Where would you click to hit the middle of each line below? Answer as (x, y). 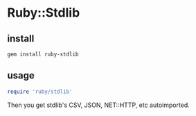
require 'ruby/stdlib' (40, 92)
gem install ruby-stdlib (43, 54)
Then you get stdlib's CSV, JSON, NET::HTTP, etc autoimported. (99, 105)
